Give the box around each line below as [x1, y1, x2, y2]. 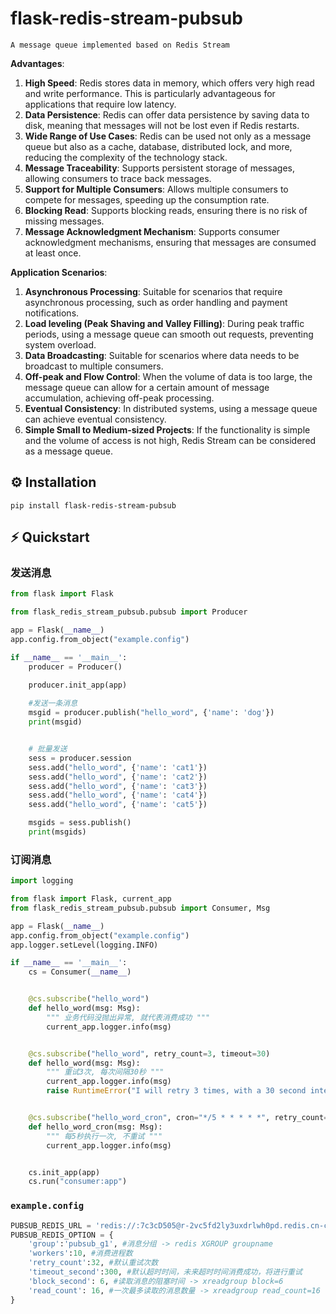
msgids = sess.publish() [28, 818, 132, 828]
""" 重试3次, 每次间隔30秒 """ [46, 1067, 165, 1077]
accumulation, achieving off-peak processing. [24, 392, 215, 404]
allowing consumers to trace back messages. [24, 172, 212, 184]
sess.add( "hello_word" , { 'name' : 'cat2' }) [28, 772, 208, 782]
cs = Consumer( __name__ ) [28, 967, 132, 977]
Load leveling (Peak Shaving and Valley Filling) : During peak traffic [24, 317, 305, 329]
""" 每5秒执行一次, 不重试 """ [46, 1131, 163, 1141]
